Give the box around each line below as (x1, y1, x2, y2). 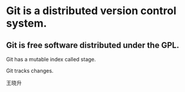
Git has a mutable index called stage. (6, 56, 96, 63)
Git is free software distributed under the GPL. (6, 40, 179, 50)
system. (6, 17, 47, 30)
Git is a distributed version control (6, 4, 177, 18)
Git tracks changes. (6, 67, 54, 74)
